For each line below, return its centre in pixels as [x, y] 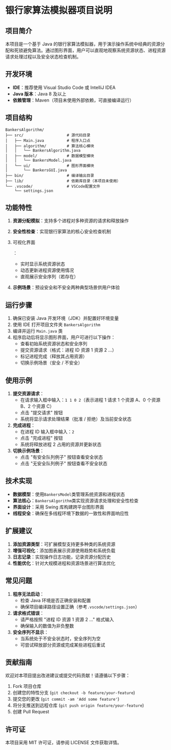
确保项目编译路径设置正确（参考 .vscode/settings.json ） [80, 607]
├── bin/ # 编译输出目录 [50, 175]
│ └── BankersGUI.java [36, 170]
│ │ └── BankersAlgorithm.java [43, 151]
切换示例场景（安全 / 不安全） [51, 363]
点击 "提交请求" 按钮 [41, 413]
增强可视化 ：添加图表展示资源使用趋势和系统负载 [64, 550]
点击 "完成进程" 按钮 [41, 438]
